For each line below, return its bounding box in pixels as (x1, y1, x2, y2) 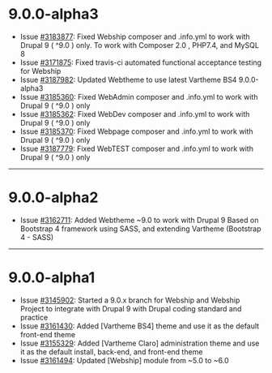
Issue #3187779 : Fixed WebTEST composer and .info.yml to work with (19, 144, 253, 153)
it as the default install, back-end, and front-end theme (19, 346, 203, 357)
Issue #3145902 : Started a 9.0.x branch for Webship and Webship (19, 295, 240, 305)
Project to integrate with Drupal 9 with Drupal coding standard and (19, 303, 242, 313)
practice (19, 312, 49, 322)
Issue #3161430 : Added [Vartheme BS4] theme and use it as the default (19, 321, 260, 331)
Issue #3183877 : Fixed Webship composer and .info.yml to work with (19, 32, 251, 41)
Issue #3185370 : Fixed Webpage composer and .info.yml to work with (19, 126, 253, 136)
